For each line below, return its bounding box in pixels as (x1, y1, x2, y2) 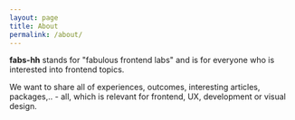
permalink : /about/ (9, 30, 83, 39)
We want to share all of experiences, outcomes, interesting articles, (9, 82, 261, 93)
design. (9, 101, 38, 112)
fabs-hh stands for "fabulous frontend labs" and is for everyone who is (9, 55, 275, 66)
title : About (9, 22, 59, 31)
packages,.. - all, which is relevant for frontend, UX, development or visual (9, 91, 287, 102)
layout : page (9, 13, 59, 23)
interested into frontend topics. (9, 64, 125, 75)
